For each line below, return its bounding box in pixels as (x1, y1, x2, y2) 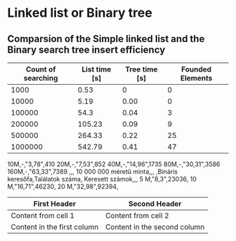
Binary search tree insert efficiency (7, 43, 166, 55)
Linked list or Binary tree (7, 5, 152, 21)
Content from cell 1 (11, 211, 75, 220)
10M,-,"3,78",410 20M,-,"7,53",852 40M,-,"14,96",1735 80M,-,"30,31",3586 (7, 160, 221, 168)
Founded (181, 64, 212, 74)
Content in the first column (11, 222, 99, 232)
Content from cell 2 (105, 211, 170, 220)
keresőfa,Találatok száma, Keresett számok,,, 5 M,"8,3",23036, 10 (7, 175, 197, 183)
